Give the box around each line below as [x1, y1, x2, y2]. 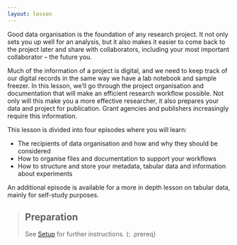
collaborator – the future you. [7, 53, 92, 61]
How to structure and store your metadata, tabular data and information [17, 161, 226, 170]
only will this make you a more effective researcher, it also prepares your [7, 97, 219, 105]
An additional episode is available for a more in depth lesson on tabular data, [7, 183, 231, 192]
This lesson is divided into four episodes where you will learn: [7, 125, 187, 134]
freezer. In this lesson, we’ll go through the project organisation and [7, 81, 204, 89]
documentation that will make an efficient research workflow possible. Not [7, 89, 224, 97]
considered [17, 146, 51, 155]
